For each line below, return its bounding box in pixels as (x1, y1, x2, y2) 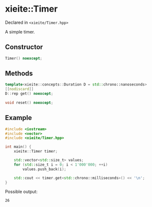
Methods (5, 69, 33, 78)
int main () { (5, 144, 32, 149)
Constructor (5, 43, 43, 52)
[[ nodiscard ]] (5, 86, 34, 92)
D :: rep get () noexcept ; (5, 91, 54, 96)
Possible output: (5, 189, 38, 195)
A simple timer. (5, 29, 35, 34)
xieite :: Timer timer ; (14, 149, 57, 154)
